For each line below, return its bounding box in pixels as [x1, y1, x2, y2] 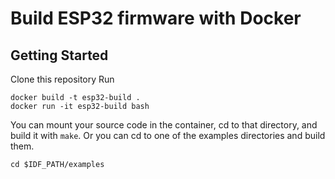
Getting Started [10, 47, 109, 64]
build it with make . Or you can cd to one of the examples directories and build [10, 130, 326, 141]
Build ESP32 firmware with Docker [10, 7, 302, 30]
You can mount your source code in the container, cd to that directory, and [10, 119, 318, 131]
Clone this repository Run [10, 73, 115, 85]
